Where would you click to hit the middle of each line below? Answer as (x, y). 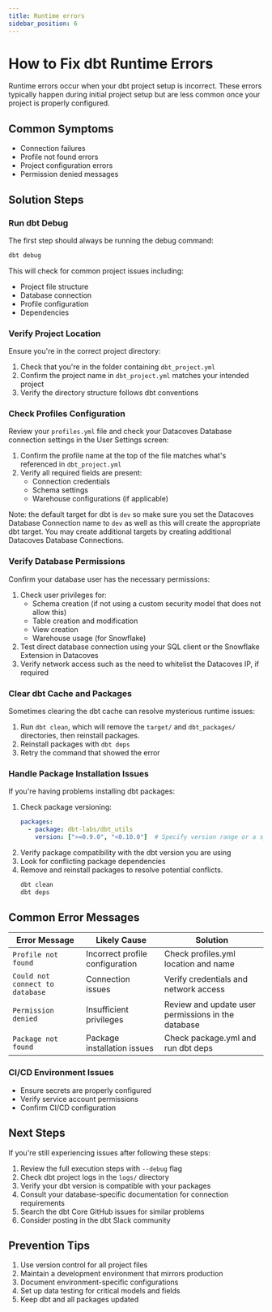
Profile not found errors (59, 157)
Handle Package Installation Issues (79, 773)
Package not (36, 1039)
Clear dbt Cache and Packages (70, 693)
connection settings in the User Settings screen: (89, 440)
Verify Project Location (55, 333)
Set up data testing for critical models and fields (100, 1291)
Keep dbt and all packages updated (79, 1300)
